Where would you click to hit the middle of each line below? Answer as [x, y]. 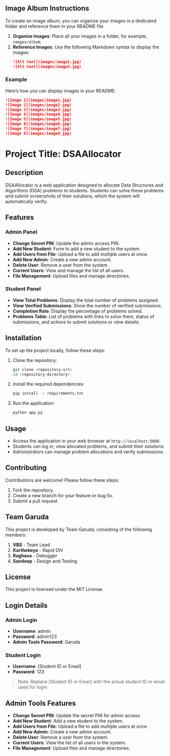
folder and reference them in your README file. [55, 26]
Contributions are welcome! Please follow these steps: [62, 480]
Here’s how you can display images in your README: [61, 91]
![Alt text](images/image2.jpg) [47, 66]
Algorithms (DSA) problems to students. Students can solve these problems [84, 190]
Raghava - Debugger [35, 555]
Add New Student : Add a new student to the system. [68, 721]
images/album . [27, 41]
